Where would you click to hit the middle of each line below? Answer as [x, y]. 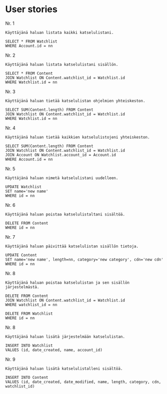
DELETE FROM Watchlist [29, 314]
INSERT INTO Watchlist [29, 345]
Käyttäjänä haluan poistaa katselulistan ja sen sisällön [67, 282]
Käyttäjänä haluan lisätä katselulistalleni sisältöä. [64, 368]
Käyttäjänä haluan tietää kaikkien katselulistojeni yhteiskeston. [78, 137]
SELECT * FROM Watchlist [31, 41]
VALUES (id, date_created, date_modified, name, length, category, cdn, [83, 382]
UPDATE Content [21, 255]
